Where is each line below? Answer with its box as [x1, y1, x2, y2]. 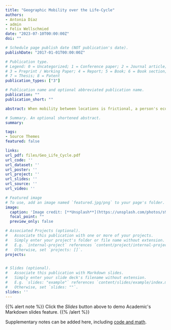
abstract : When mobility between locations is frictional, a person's [5, 106, 158, 111]
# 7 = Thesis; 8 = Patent [5, 74, 60, 79]
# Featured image [5, 195, 42, 200]
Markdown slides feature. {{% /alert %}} [5, 309, 90, 315]
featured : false [5, 139, 40, 144]
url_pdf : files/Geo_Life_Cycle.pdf [5, 153, 81, 158]
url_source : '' [5, 181, 38, 186]
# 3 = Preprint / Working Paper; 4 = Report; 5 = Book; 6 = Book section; [5, 68, 167, 74]
